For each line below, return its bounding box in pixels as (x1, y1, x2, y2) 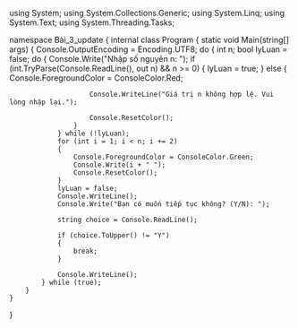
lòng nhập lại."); (9, 98, 78, 107)
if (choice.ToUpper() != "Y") (56, 231, 170, 240)
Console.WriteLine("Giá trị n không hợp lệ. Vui (89, 90, 275, 99)
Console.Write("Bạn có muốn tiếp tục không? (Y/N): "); (56, 200, 270, 209)
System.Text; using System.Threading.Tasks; (9, 17, 175, 28)
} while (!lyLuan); (56, 129, 130, 138)
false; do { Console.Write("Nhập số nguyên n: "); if (9, 54, 195, 64)
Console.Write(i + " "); (72, 160, 166, 169)
